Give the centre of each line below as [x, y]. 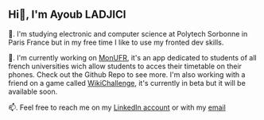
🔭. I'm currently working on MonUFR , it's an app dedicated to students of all [132, 57]
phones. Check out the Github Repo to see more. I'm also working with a [127, 74]
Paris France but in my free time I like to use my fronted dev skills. [116, 42]
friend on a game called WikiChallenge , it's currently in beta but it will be [127, 83]
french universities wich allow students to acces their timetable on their [125, 66]
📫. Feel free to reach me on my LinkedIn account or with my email [117, 107]
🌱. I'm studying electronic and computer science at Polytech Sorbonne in [128, 33]
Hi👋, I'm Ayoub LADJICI [67, 15]
